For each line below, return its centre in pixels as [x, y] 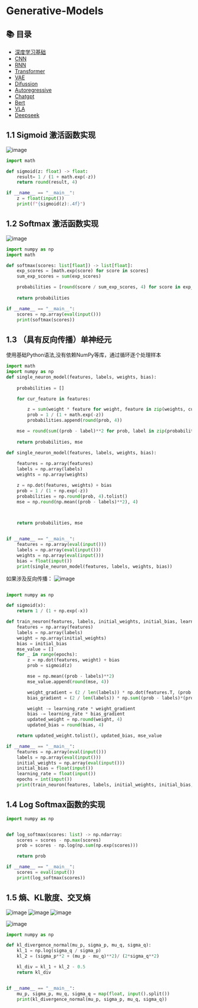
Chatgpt [24, 96]
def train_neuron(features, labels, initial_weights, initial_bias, [92, 622]
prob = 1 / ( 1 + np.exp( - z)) [52, 491]
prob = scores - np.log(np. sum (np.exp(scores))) [77, 846]
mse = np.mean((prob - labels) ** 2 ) [71, 677]
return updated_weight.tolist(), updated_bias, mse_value [89, 736]
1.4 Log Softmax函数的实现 [56, 805]
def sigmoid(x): [26, 606]
